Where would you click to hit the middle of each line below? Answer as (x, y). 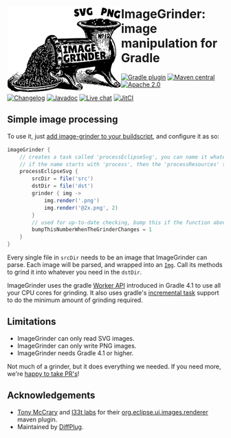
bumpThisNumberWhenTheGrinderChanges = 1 (92, 230)
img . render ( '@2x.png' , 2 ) (81, 208)
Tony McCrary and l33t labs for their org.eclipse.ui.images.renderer (112, 412)
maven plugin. (37, 419)
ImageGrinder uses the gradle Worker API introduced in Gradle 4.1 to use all (114, 285)
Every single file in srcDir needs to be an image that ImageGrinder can (107, 257)
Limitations (32, 322)
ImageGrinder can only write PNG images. (77, 346)
